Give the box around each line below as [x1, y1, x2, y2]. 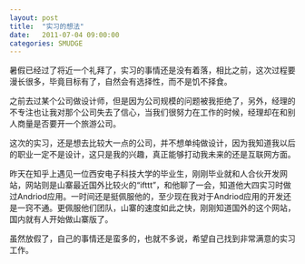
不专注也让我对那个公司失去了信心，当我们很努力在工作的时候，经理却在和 [9, 107, 288, 118]
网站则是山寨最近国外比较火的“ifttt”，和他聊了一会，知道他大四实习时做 [25, 179, 292, 191]
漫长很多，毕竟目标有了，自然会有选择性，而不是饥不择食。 [9, 76, 232, 87]
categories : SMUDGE [9, 38, 84, 48]
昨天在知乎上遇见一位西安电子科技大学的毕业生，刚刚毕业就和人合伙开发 [9, 168, 280, 179]
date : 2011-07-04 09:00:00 [9, 30, 120, 39]
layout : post [9, 13, 59, 23]
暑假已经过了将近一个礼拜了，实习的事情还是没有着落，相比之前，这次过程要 [9, 65, 296, 76]
